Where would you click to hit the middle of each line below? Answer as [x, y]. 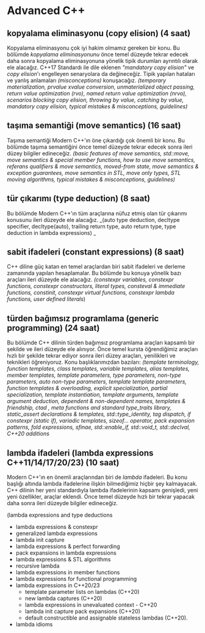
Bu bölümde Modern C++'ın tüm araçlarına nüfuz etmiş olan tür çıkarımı [97, 213]
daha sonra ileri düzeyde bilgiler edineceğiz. [63, 503]
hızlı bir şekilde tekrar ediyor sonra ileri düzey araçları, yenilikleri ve [91, 356]
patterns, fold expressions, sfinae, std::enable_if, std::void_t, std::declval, [99, 427]
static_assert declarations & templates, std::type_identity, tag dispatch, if [99, 414]
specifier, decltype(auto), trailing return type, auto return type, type [92, 226]
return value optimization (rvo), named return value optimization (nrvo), [97, 93]
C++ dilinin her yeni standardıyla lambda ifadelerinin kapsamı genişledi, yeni [103, 490]
